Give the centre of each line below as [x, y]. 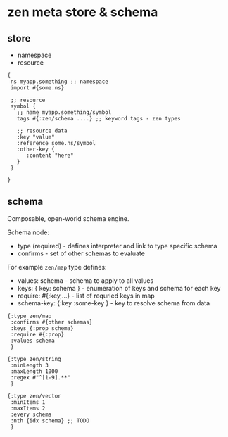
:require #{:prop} [37, 334]
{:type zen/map [30, 316]
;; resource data [42, 131]
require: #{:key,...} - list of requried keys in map [86, 296]
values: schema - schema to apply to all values [85, 280]
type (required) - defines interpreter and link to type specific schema [117, 246]
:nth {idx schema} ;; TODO [50, 420]
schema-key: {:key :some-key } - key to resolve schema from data [114, 303]
